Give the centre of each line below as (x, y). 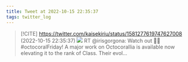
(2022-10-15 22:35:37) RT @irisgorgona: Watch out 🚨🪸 (90, 40)
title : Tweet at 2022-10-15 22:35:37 (52, 11)
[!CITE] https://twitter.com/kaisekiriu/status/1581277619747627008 (101, 33)
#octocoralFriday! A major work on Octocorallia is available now (98, 47)
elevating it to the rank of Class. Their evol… (74, 53)
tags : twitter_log (28, 17)
